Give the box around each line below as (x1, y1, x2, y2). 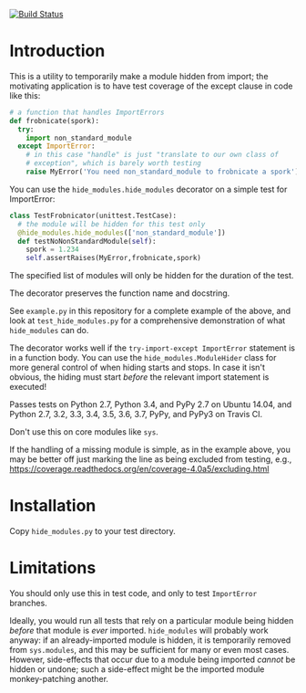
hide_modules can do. (9, 325, 89, 336)
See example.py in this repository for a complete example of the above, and (9, 306, 291, 317)
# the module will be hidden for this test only (17, 219, 206, 228)
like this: (9, 89, 41, 100)
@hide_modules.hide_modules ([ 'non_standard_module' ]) (17, 228, 226, 237)
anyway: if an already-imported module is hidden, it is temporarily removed (9, 635, 291, 646)
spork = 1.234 (25, 245, 79, 255)
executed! (9, 382, 47, 393)
